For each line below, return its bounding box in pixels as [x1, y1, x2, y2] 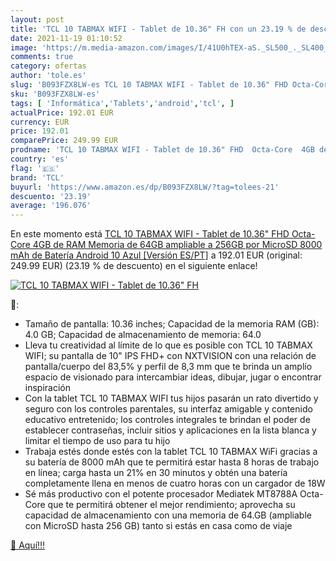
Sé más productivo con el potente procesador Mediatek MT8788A [24, 488, 298, 500]
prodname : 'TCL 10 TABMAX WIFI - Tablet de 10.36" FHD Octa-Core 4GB [10, 145, 315, 155]
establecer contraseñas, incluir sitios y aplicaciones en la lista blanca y [24, 424, 317, 436]
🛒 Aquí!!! [10, 539, 46, 551]
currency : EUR [10, 117, 70, 127]
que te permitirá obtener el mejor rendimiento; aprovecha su [47, 499, 296, 511]
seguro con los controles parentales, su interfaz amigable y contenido [24, 403, 313, 415]
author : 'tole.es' [10, 71, 87, 81]
